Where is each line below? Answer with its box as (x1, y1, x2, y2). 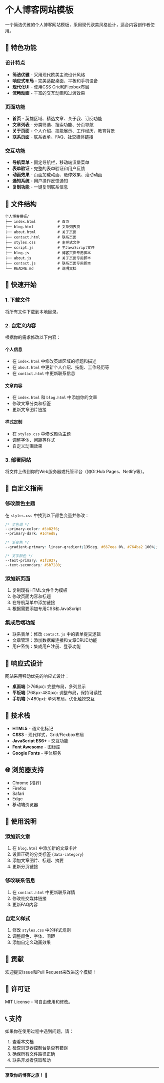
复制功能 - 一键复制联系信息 (12, 184, 68, 190)
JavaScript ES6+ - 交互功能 (12, 738, 69, 743)
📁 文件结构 (5, 200, 37, 208)
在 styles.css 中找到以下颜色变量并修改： (5, 512, 89, 518)
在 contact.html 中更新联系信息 (12, 370, 76, 376)
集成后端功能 (5, 619, 36, 626)
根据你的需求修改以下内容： (5, 334, 61, 340)
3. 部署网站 (5, 456, 31, 463)
